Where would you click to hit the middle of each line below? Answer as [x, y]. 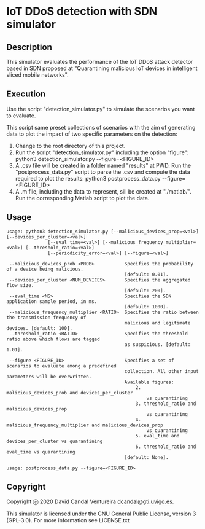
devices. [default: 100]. [39, 328]
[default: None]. [146, 457]
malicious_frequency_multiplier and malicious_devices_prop [85, 425]
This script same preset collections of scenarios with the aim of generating [101, 127]
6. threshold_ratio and [166, 447]
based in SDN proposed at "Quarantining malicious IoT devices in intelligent [102, 68]
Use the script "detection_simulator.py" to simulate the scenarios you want [101, 109]
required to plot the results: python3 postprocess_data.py [88, 178]
